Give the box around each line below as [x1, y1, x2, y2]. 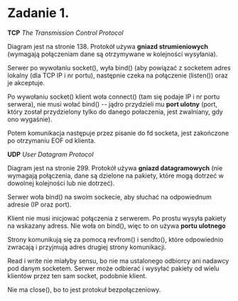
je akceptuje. [7, 78, 45, 87]
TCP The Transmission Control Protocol [7, 28, 124, 37]
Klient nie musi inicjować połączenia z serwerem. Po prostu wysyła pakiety [7, 214, 227, 222]
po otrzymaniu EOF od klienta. [7, 136, 96, 145]
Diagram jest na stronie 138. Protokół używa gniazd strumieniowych [7, 42, 208, 50]
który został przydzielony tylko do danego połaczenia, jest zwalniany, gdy [7, 107, 224, 116]
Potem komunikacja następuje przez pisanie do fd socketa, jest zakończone [7, 128, 229, 137]
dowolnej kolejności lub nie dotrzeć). [7, 179, 115, 187]
